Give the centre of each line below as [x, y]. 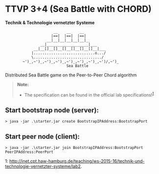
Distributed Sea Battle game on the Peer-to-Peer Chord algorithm [71, 75]
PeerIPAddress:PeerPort [29, 152]
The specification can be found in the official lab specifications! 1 [89, 94]
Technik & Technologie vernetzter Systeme [50, 23]
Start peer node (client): [42, 137]
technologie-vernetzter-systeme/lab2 [43, 166]
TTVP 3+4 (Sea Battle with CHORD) [78, 9]
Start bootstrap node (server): [52, 110]
